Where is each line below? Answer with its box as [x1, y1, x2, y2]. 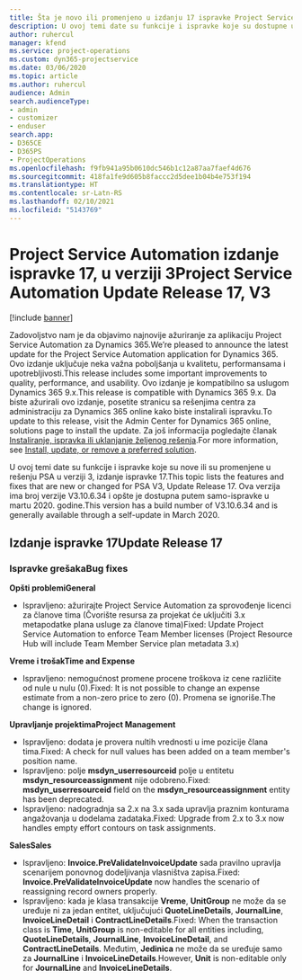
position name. [22, 756, 78, 767]
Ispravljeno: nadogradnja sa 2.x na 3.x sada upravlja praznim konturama [22, 804, 289, 815]
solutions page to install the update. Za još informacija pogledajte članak [9, 424, 277, 436]
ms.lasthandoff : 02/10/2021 [9, 197, 115, 207]
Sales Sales [9, 840, 52, 851]
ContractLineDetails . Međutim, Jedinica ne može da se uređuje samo [22, 943, 283, 954]
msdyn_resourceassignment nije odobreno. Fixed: [22, 775, 211, 786]
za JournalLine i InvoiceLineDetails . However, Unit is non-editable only [22, 953, 288, 964]
